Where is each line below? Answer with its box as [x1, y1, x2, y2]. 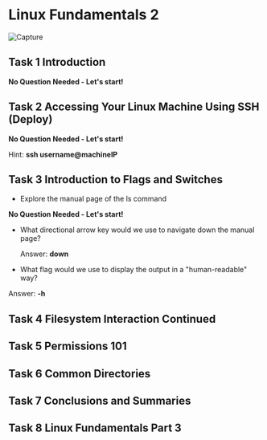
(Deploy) [8, 112, 53, 126]
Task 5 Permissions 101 [8, 340, 127, 353]
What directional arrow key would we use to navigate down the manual [19, 225, 255, 234]
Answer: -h [8, 289, 46, 299]
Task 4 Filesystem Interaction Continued [8, 312, 216, 326]
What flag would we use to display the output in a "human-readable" [19, 265, 248, 275]
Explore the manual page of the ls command [19, 194, 167, 204]
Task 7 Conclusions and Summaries [8, 393, 191, 407]
